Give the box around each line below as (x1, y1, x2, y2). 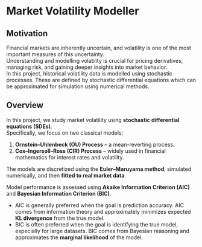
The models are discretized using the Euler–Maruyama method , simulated (6, 165, 192, 173)
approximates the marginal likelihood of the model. (14, 234, 144, 241)
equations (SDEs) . (6, 123, 52, 130)
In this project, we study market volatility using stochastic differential (6, 116, 180, 123)
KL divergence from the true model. (14, 214, 105, 222)
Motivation (6, 28, 48, 39)
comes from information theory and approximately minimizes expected (14, 208, 191, 215)
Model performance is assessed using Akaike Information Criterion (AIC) (6, 183, 190, 191)
